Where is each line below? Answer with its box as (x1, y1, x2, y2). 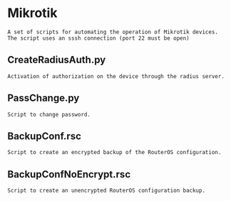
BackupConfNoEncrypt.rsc (7, 168, 130, 180)
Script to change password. (7, 111, 91, 118)
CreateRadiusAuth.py (7, 54, 106, 66)
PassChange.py (7, 92, 80, 104)
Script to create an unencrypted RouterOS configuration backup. (7, 187, 205, 195)
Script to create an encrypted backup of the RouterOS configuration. (7, 149, 222, 156)
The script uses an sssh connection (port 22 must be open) (7, 34, 190, 42)
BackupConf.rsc (7, 130, 82, 142)
